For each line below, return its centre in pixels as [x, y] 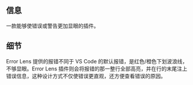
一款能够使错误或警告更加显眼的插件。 [52, 26]
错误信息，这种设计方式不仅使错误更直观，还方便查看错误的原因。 [86, 76]
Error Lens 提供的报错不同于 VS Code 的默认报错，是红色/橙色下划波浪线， [97, 61]
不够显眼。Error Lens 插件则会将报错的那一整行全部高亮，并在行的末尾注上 [97, 69]
